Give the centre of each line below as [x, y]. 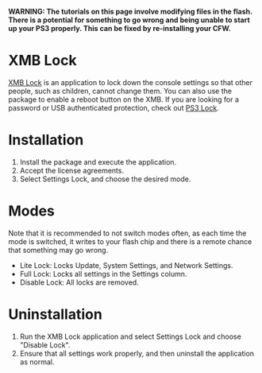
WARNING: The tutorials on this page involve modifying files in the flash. [130, 12]
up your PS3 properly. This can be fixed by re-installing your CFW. [120, 28]
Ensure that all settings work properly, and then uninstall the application [137, 353]
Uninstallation [56, 314]
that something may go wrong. [58, 250]
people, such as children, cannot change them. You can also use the [120, 91]
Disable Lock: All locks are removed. [79, 282]
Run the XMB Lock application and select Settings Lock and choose [131, 336]
